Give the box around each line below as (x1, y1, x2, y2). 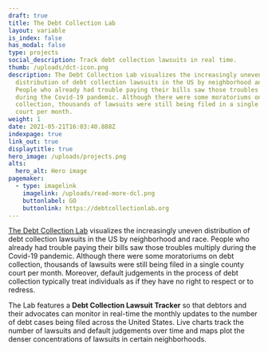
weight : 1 (8, 115, 41, 123)
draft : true (8, 11, 48, 20)
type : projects (8, 49, 59, 57)
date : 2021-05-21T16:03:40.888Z (8, 123, 116, 131)
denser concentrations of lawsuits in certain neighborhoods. (8, 334, 207, 344)
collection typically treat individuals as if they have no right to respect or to (8, 276, 254, 287)
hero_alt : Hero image (15, 167, 88, 175)
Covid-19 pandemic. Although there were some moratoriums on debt (8, 252, 235, 261)
